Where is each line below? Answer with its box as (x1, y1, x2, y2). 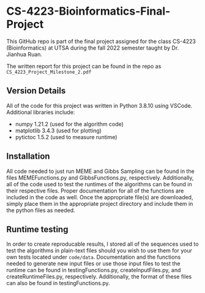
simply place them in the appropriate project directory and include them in (6, 200, 193, 207)
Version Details (6, 86, 66, 96)
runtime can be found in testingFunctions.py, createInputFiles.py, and (6, 267, 181, 274)
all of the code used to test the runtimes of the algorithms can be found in (6, 180, 192, 188)
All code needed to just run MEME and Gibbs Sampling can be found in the (6, 167, 195, 175)
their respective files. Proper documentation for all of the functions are (6, 187, 184, 194)
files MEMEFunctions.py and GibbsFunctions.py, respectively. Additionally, (6, 173, 194, 181)
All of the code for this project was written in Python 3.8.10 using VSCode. (6, 102, 193, 109)
